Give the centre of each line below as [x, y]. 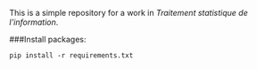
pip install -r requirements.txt [71, 56]
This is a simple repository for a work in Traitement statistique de [128, 13]
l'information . [34, 22]
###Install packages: [48, 39]
